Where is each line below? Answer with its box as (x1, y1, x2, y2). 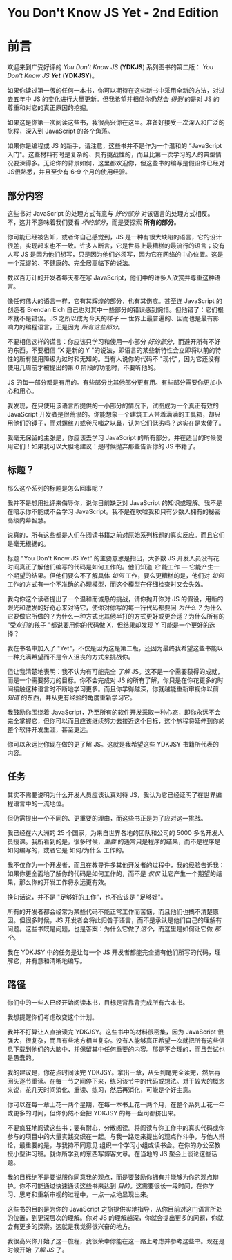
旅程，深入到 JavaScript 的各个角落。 (7, 127, 114, 136)
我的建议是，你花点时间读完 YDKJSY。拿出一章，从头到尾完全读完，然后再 (7, 1068, 221, 1077)
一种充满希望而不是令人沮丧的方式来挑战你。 (7, 652, 135, 661)
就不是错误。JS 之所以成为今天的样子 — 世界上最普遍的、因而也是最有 (12, 313, 213, 322)
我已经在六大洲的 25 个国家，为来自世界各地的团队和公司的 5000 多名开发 (7, 828, 218, 837)
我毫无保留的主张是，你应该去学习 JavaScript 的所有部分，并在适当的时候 (7, 433, 217, 441)
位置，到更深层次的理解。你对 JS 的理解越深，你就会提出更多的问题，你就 (12, 1214, 224, 1222)
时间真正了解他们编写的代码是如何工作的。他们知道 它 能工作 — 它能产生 (7, 563, 214, 571)
